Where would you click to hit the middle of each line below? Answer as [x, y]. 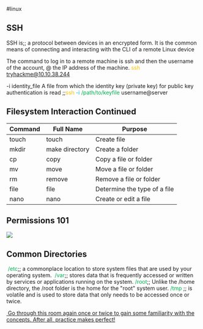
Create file [110, 139]
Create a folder [117, 149]
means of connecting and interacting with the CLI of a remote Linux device [100, 49]
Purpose [135, 129]
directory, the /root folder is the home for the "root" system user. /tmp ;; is [99, 288]
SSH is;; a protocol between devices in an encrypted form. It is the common [102, 43]
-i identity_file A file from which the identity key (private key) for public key [100, 86]
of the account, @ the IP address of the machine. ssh [73, 67]
